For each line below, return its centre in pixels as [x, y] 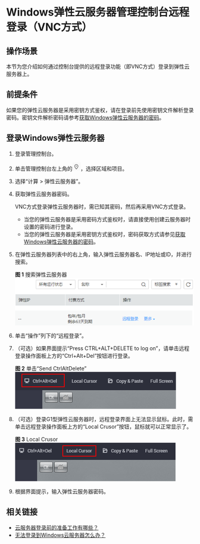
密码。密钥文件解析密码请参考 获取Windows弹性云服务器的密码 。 [85, 118]
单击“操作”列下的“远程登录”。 [51, 335]
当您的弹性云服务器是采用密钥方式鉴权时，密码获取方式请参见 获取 [104, 234]
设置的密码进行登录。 [50, 227]
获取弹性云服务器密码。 [43, 194]
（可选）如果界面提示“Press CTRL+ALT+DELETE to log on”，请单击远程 [102, 348]
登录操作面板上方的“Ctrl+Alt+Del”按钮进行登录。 [74, 356]
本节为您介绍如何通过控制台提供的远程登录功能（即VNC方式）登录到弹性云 [98, 67]
